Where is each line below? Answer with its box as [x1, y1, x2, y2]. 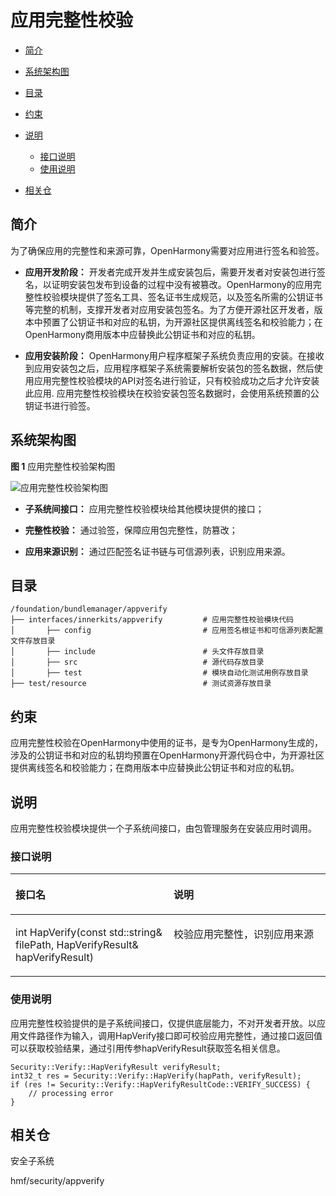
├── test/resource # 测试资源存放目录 [10, 679, 272, 689]
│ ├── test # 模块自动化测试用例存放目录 [10, 668, 309, 678]
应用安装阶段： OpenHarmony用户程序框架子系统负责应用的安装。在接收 [24, 349, 325, 361]
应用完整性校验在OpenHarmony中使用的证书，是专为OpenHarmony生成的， [10, 737, 324, 749]
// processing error [28, 1088, 114, 1098]
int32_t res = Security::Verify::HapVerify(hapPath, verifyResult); [10, 1071, 302, 1081]
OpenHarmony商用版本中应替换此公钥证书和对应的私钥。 [24, 328, 261, 340]
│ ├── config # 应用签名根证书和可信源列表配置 [10, 626, 324, 636]
